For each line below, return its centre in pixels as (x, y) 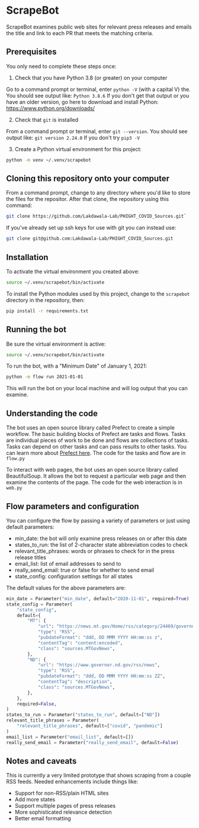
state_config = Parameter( (39, 604)
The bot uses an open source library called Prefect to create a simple (90, 428)
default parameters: (30, 526)
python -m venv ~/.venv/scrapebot (49, 160)
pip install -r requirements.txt (47, 311)
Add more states (35, 799)
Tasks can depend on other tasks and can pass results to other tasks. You (96, 447)
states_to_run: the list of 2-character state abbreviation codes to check (101, 544)
